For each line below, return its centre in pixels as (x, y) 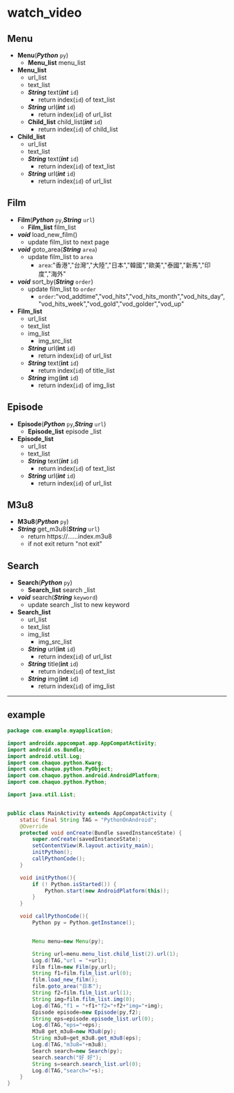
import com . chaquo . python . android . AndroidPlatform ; (84, 776)
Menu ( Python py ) (43, 55)
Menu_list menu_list (56, 63)
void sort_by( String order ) (55, 281)
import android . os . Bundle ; (46, 750)
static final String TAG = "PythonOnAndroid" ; (88, 820)
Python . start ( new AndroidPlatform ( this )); (107, 891)
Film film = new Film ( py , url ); (75, 967)
